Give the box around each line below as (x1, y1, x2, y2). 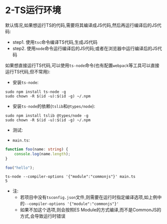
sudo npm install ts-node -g (5, 89, 66, 94)
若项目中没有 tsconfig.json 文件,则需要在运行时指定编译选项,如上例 (20, 194, 157, 200)
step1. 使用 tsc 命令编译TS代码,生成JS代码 (12, 39, 98, 45)
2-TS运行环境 (5, 5, 61, 16)
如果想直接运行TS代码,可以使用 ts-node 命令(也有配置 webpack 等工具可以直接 (5, 62, 159, 68)
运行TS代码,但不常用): (5, 68, 51, 74)
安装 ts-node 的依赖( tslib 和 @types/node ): (12, 103, 95, 109)
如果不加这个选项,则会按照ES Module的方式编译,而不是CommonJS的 (20, 207, 161, 213)
